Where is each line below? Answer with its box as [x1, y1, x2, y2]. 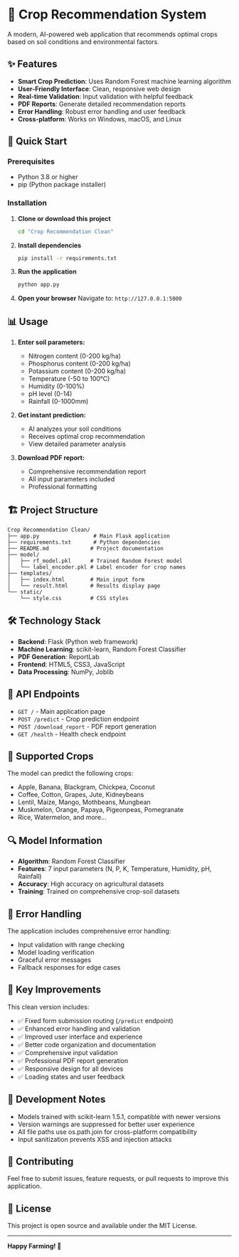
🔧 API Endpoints [7, 688, 80, 700]
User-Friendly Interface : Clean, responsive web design [17, 85, 181, 93]
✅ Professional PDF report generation [17, 1056, 129, 1065]
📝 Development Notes [7, 1093, 106, 1106]
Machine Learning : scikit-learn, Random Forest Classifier [17, 645, 186, 653]
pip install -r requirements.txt [17, 255, 117, 262]
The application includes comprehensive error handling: [7, 927, 171, 936]
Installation [7, 198, 48, 208]
